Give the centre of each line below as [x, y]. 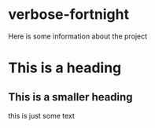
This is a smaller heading [70, 97]
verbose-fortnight [69, 15]
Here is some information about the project [78, 36]
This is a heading [65, 68]
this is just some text [41, 115]
